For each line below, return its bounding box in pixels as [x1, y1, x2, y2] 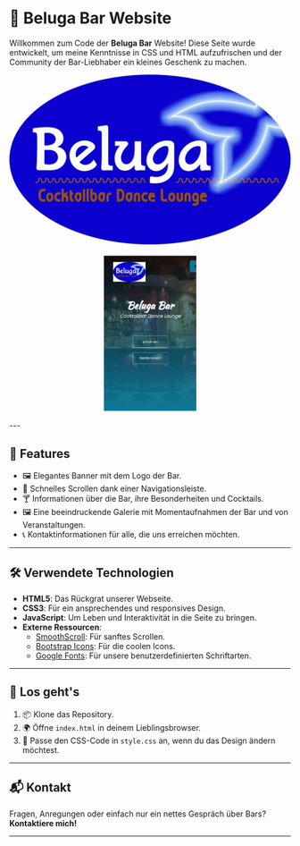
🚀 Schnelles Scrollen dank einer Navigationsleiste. [21, 483, 207, 495]
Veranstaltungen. [21, 520, 86, 530]
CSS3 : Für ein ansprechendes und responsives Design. [21, 603, 226, 613]
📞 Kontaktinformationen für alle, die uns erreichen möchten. [21, 529, 240, 540]
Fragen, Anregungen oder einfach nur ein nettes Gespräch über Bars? [9, 808, 266, 819]
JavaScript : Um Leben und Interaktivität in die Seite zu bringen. [21, 613, 257, 623]
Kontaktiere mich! [9, 817, 78, 828]
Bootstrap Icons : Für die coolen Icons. [35, 641, 176, 652]
